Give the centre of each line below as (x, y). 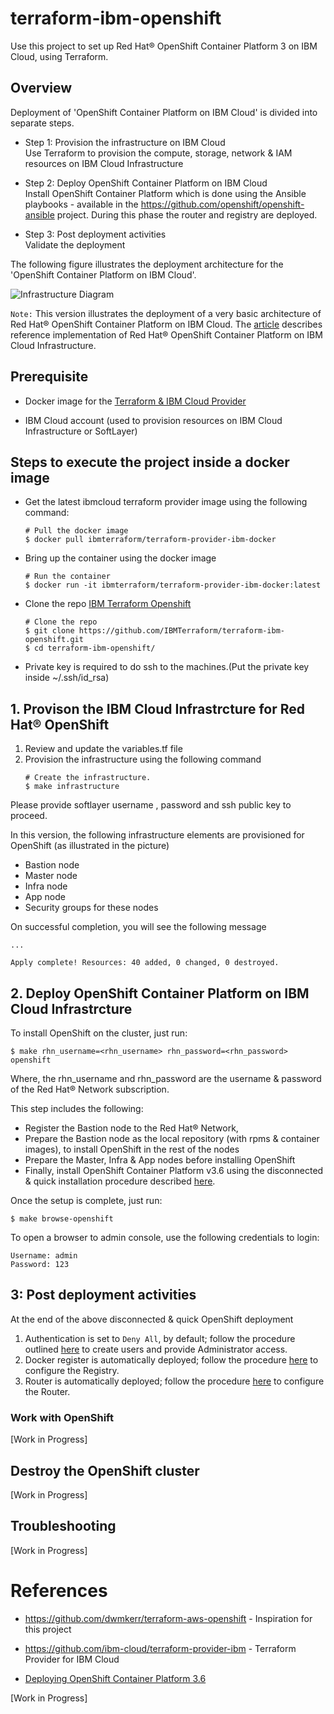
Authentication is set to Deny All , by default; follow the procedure (160, 1338)
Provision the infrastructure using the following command (143, 759)
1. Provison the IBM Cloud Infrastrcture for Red (158, 708)
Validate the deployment (75, 244)
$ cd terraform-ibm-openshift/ (90, 648)
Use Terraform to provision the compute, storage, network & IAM (158, 153)
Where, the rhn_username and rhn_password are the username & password (166, 1078)
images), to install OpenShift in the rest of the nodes (132, 1149)
